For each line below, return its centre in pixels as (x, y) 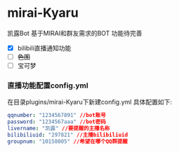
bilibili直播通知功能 (44, 48)
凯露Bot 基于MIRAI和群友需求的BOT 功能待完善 (75, 33)
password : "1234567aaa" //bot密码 (57, 122)
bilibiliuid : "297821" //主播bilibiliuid (68, 135)
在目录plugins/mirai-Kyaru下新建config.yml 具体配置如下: (89, 102)
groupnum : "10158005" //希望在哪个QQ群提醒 (68, 141)
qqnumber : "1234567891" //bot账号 (57, 116)
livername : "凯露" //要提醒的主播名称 (59, 129)
